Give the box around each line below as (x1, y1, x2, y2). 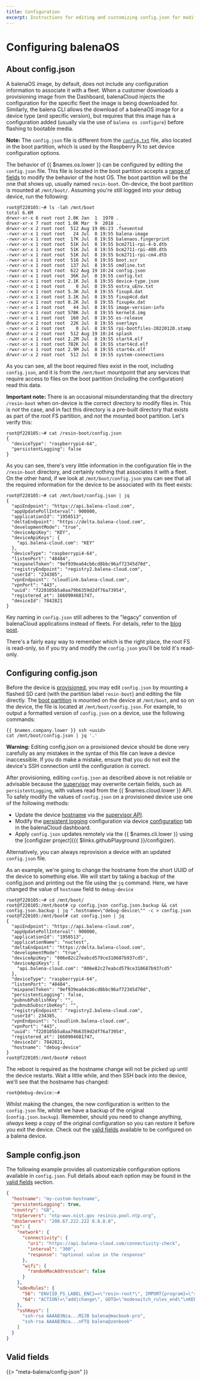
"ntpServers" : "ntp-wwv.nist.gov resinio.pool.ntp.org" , (11, 1212, 157, 1219)
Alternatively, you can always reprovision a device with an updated (6, 849, 171, 856)
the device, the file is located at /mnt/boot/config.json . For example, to (6, 703, 182, 710)
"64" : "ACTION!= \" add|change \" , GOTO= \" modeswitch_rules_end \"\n (22, 1296, 188, 1302)
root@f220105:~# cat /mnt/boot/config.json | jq (6, 492, 130, 499)
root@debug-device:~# (6, 1090, 60, 1096)
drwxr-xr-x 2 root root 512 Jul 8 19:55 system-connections (6, 352, 165, 358)
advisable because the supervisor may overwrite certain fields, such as (6, 781, 182, 788)
